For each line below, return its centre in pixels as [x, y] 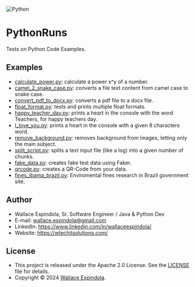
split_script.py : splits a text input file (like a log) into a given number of [99, 150]
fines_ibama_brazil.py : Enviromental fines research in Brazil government [102, 175]
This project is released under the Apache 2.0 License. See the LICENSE [102, 265]
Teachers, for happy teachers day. [56, 119]
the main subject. [35, 144]
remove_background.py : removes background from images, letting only [101, 137]
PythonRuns [37, 33]
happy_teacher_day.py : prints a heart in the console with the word [94, 113]
